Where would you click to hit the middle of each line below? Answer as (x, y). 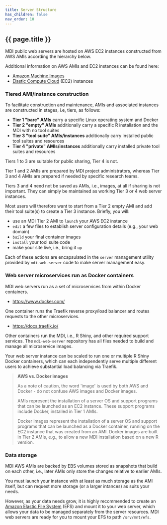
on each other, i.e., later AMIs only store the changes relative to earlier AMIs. (83, 471)
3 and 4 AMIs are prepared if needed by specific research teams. (72, 176)
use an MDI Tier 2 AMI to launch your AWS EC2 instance (70, 221)
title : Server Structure (31, 10)
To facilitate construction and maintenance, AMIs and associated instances (82, 105)
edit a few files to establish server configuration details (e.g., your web (85, 226)
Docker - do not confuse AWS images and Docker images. (77, 391)
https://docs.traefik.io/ (35, 326)
